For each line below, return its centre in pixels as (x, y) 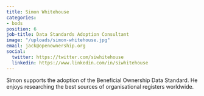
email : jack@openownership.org (46, 46)
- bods (15, 23)
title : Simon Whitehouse (38, 12)
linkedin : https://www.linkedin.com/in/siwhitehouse (80, 63)
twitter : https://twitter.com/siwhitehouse (68, 57)
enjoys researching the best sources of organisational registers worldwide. (100, 86)
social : (16, 52)
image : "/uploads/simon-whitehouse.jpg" (58, 40)
